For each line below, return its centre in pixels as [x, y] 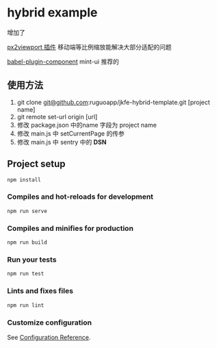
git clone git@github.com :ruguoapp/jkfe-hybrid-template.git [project [113, 102]
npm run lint [26, 305]
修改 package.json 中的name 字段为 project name [87, 125]
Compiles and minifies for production [70, 228]
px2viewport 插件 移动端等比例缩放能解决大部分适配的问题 [89, 47]
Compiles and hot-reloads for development [80, 197]
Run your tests [32, 260]
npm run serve [27, 211]
